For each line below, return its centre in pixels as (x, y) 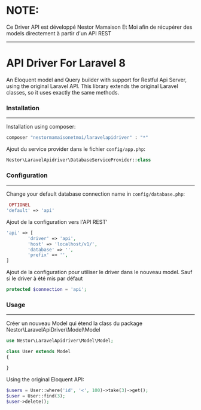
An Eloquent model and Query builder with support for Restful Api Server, (97, 80)
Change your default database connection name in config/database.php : (96, 194)
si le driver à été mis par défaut (45, 278)
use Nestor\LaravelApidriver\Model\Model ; (60, 341)
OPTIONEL (20, 205)
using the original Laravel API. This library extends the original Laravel (92, 86)
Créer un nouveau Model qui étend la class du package (74, 323)
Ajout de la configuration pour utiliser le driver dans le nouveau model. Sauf (99, 272)
